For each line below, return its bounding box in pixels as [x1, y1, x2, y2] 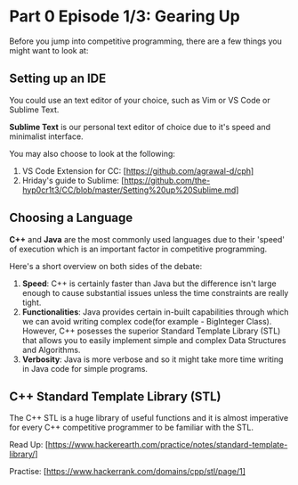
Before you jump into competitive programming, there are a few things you [9, 36, 282, 46]
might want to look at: [9, 45, 89, 55]
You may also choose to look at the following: [9, 148, 176, 159]
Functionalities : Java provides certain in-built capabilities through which [21, 306, 289, 317]
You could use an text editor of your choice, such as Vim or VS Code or [9, 95, 270, 105]
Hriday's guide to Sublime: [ [21, 175, 125, 185]
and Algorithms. [21, 344, 81, 355]
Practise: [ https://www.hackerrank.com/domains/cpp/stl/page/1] [9, 466, 246, 477]
